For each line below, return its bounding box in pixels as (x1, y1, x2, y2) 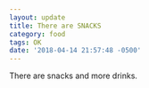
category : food (9, 29, 66, 38)
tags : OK (9, 37, 42, 47)
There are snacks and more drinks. (9, 70, 138, 81)
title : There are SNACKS (9, 21, 102, 30)
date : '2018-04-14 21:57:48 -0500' (9, 46, 142, 55)
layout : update (9, 12, 66, 22)
